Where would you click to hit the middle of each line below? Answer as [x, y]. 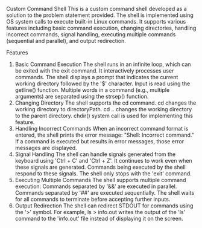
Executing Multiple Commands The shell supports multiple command [100, 180]
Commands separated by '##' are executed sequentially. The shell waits [105, 193]
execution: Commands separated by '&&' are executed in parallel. [96, 186]
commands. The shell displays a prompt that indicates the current [96, 77]
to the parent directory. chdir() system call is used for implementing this [104, 116]
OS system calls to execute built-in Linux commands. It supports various [96, 21]
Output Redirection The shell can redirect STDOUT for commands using [104, 206]
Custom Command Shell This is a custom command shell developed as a [96, 9]
